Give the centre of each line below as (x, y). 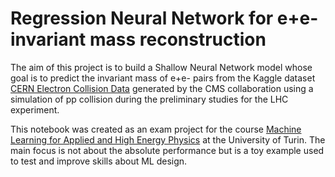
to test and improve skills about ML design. (99, 161)
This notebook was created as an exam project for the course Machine (156, 129)
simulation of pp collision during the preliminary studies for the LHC (149, 99)
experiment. (35, 109)
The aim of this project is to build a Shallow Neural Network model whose (161, 67)
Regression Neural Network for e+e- (164, 18)
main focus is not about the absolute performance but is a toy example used (167, 150)
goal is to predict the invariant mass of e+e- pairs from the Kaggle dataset (163, 78)
